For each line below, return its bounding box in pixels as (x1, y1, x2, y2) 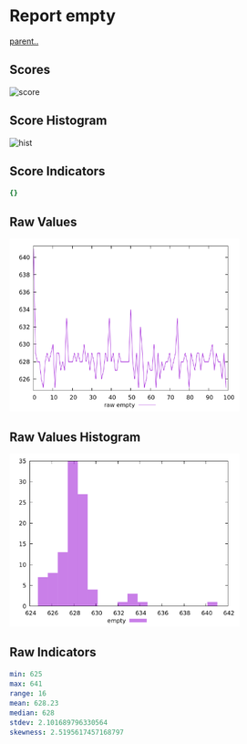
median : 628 (9, 708, 55, 718)
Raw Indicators (9, 644, 98, 660)
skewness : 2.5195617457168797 (9, 728, 125, 737)
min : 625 (9, 670, 43, 679)
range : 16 (9, 689, 47, 698)
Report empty (9, 5, 116, 26)
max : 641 (9, 679, 43, 689)
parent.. (9, 36, 39, 47)
